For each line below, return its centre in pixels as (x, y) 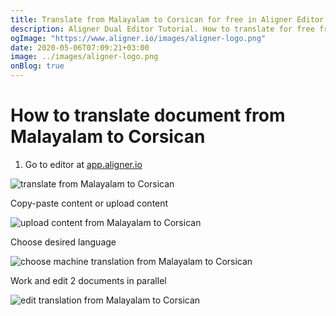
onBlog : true (37, 66)
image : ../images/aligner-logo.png (84, 57)
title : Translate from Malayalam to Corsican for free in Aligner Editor (167, 19)
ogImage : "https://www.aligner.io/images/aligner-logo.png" (138, 38)
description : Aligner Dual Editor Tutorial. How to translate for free (162, 29)
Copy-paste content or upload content (89, 203)
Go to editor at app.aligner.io (83, 164)
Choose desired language (63, 242)
